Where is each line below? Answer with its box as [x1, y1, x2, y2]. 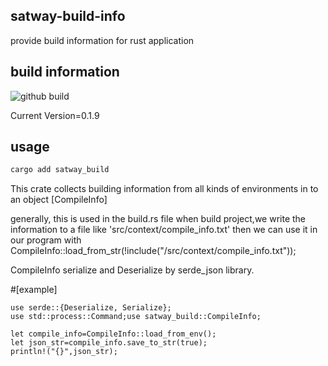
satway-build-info [10, 8, 126, 25]
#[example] [10, 284, 58, 296]
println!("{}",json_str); [10, 347, 118, 357]
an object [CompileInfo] [10, 194, 108, 206]
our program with [10, 234, 82, 246]
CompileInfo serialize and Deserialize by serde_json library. [10, 264, 255, 276]
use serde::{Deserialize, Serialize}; [10, 303, 172, 313]
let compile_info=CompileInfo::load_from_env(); [10, 329, 217, 339]
